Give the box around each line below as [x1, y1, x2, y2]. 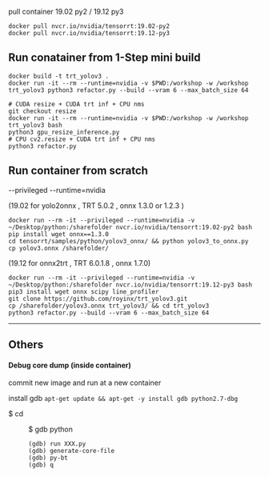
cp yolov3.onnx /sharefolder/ [8, 244, 110, 252]
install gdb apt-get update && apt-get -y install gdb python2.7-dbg [8, 394, 239, 403]
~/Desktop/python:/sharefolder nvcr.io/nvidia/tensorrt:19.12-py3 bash [8, 280, 252, 289]
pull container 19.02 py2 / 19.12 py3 [8, 7, 124, 16]
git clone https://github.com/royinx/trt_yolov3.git [8, 295, 188, 303]
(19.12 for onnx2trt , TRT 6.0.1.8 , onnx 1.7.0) [8, 258, 151, 267]
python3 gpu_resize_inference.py [8, 128, 120, 136]
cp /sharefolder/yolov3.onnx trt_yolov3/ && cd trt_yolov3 [8, 302, 210, 310]
